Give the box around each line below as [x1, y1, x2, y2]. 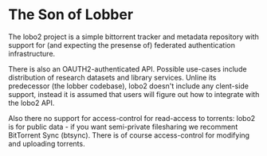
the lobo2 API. [8, 98, 55, 107]
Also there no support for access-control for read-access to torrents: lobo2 [8, 113, 256, 123]
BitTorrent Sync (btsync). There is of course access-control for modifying [8, 130, 249, 140]
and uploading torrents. [8, 138, 85, 148]
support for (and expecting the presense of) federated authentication [8, 40, 235, 49]
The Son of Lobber [8, 6, 134, 24]
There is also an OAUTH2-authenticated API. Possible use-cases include [8, 64, 247, 73]
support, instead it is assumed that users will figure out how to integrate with [8, 89, 260, 99]
